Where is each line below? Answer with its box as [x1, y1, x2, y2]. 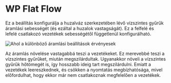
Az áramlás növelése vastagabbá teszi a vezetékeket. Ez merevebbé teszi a [5, 50, 165, 57]
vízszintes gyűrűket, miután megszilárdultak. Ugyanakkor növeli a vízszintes [5, 56, 166, 62]
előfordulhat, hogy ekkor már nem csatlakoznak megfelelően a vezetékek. [5, 72, 161, 78]
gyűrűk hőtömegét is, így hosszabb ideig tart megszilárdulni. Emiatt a [5, 61, 151, 67]
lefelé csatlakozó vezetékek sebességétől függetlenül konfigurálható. [5, 31, 152, 37]
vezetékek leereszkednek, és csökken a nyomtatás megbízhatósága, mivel [5, 67, 163, 73]
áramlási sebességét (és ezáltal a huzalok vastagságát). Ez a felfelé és [5, 25, 155, 31]
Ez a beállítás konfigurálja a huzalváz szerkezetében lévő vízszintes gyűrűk [5, 20, 164, 26]
